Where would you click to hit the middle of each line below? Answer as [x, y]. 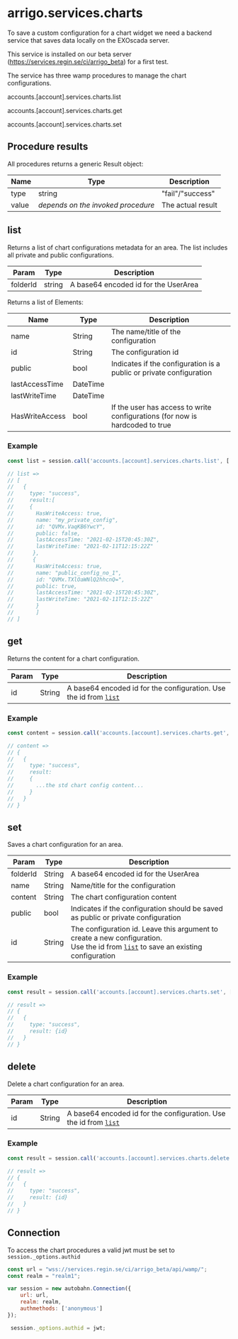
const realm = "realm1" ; [44, 1276]
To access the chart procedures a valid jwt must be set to [91, 1250]
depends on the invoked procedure [96, 205]
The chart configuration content [124, 897]
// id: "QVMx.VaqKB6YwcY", [57, 527]
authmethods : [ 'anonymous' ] [61, 1308]
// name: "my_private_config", [63, 520]
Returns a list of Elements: [45, 302]
